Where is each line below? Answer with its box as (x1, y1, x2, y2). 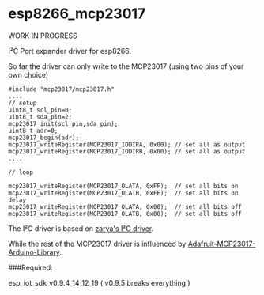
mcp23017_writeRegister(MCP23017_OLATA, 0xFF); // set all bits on (8, 182, 239, 190)
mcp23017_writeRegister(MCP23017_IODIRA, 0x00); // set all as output (8, 140, 246, 149)
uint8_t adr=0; (8, 127, 58, 134)
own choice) (8, 70, 49, 79)
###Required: (8, 263, 53, 272)
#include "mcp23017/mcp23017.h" (8, 85, 115, 93)
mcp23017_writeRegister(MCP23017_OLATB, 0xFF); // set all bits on (8, 189, 239, 197)
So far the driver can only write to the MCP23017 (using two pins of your (8, 61, 244, 71)
